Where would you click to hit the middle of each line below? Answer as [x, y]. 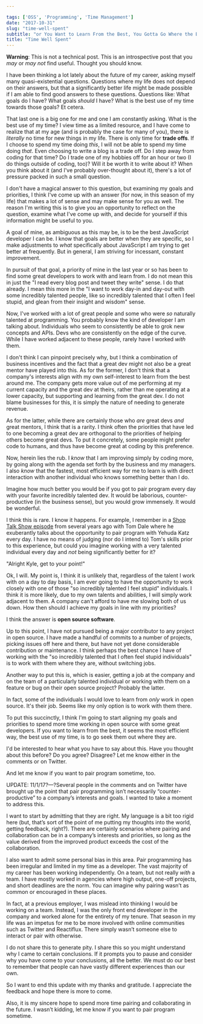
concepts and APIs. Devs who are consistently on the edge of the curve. [96, 333]
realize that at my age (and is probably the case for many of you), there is [98, 132]
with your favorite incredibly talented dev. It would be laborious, [85, 495]
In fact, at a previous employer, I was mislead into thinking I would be [92, 904]
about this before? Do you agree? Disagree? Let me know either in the [93, 755]
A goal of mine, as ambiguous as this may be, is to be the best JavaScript [98, 232]
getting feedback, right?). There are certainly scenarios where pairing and [98, 829]
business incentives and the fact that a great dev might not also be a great [99, 364]
